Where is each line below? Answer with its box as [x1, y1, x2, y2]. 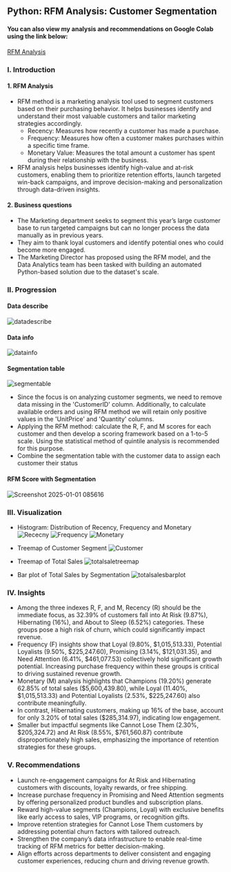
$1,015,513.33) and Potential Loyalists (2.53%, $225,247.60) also [17, 692, 201, 700]
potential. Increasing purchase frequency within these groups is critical [17, 662, 219, 670]
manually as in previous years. [17, 231, 103, 239]
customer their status [17, 459, 78, 467]
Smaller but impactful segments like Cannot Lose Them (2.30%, [17, 721, 199, 729]
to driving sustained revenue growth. [17, 670, 122, 678]
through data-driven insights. [17, 185, 101, 193]
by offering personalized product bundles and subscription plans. [17, 797, 203, 806]
